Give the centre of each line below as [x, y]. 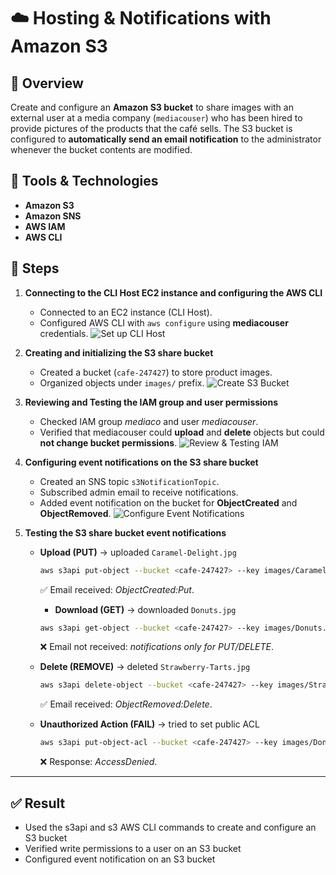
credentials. [64, 333]
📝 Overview [47, 83]
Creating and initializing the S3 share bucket [119, 352]
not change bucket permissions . [108, 442]
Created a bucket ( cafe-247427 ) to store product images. [156, 372]
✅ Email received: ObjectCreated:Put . [117, 589]
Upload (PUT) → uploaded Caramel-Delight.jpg [138, 552]
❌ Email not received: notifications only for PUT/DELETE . [157, 647]
